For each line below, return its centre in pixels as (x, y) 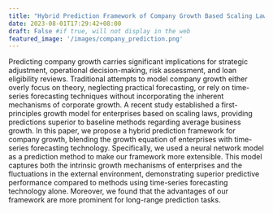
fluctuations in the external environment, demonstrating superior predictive (134, 174)
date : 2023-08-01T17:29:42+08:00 (65, 24)
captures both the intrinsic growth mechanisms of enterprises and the (125, 165)
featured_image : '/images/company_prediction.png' (96, 39)
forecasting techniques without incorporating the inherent (127, 96)
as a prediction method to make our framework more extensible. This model (135, 157)
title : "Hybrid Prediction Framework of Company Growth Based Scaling (130, 16)
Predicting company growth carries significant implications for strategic (128, 62)
